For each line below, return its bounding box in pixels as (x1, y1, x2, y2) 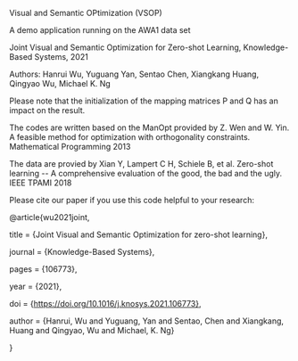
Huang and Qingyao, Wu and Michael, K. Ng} (9, 325, 175, 335)
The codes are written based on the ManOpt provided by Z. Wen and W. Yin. (9, 122, 290, 133)
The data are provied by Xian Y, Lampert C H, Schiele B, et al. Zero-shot (9, 159, 274, 168)
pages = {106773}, (9, 264, 78, 275)
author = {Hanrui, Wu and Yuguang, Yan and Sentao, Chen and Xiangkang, (9, 316, 284, 326)
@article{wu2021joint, (9, 212, 90, 222)
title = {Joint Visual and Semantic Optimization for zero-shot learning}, (9, 229, 268, 240)
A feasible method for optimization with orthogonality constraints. (9, 132, 251, 142)
